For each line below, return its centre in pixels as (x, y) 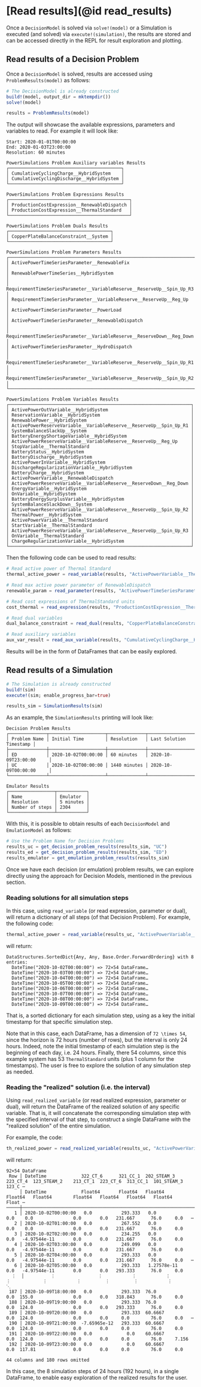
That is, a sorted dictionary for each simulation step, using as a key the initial (100, 1015)
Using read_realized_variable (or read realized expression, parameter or (96, 1101)
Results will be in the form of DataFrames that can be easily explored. (92, 651)
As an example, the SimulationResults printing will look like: (80, 718)
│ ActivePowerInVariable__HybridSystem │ (100, 463)
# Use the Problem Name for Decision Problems (65, 841)
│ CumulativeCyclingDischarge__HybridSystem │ (65, 179)
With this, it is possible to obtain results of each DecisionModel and (88, 824)
